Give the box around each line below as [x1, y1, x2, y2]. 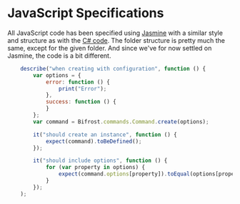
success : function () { [45, 98, 116, 106]
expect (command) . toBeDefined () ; [45, 138, 142, 145]
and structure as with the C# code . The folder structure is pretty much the [7, 36, 226, 44]
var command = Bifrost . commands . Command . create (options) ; [33, 118, 209, 126]
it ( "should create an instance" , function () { [33, 131, 177, 138]
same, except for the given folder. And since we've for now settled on [7, 44, 212, 52]
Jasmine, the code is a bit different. [7, 51, 111, 60]
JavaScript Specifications [7, 5, 164, 21]
